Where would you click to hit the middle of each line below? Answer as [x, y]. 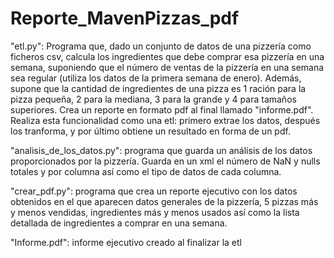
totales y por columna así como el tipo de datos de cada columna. [146, 171]
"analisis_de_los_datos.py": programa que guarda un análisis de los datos [161, 150]
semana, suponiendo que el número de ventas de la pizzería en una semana [167, 67]
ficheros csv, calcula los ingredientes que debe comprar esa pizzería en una [167, 56]
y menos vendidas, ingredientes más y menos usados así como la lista [155, 212]
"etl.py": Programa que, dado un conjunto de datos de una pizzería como [161, 46]
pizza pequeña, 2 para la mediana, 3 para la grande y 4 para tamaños [153, 99]
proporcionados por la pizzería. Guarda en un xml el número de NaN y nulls [165, 161]
